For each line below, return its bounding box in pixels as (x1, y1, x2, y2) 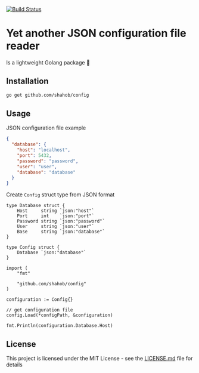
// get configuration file (6, 307, 73, 313)
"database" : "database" (17, 169, 76, 175)
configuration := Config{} (6, 297, 73, 303)
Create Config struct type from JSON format (6, 191, 115, 198)
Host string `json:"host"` (17, 208, 95, 214)
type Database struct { (6, 203, 66, 209)
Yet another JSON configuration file (6, 27, 186, 40)
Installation (6, 76, 49, 87)
